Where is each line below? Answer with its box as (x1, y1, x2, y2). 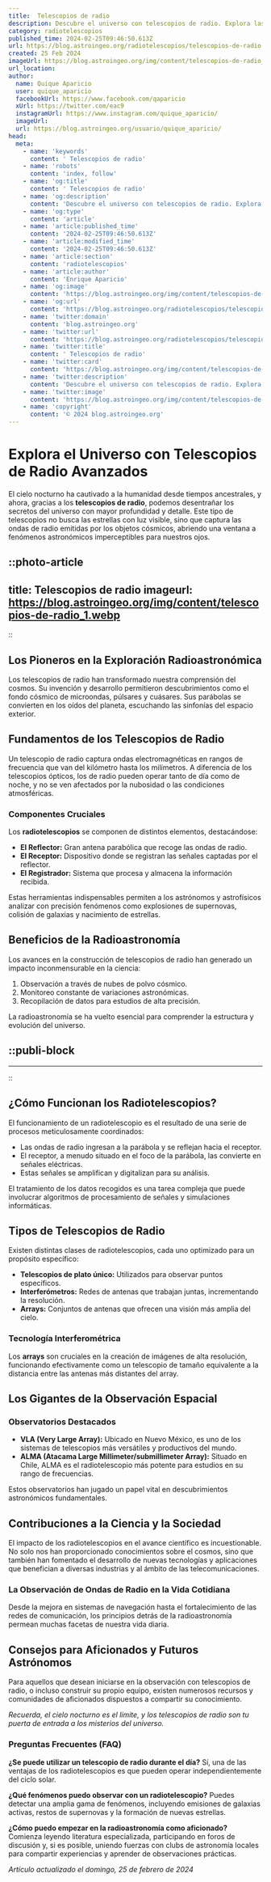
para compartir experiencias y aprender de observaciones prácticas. (8, 1849, 237, 1859)
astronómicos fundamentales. (8, 1493, 107, 1503)
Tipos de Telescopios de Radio (8, 1224, 165, 1237)
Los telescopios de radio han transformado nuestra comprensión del (8, 675, 236, 684)
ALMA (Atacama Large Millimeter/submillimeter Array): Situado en (19, 1452, 248, 1461)
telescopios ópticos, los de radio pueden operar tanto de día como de (8, 771, 240, 780)
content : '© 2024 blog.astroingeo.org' (29, 410, 164, 419)
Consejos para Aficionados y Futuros (8, 1643, 199, 1656)
